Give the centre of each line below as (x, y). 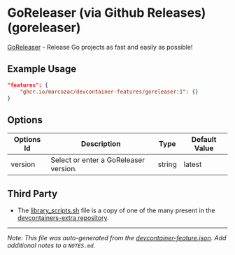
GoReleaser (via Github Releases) (107, 13)
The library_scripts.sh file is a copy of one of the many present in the (116, 210)
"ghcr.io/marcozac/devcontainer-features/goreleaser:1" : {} (109, 92)
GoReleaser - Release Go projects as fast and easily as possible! (100, 47)
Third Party (33, 194)
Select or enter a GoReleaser (98, 160)
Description (101, 144)
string (167, 164)
